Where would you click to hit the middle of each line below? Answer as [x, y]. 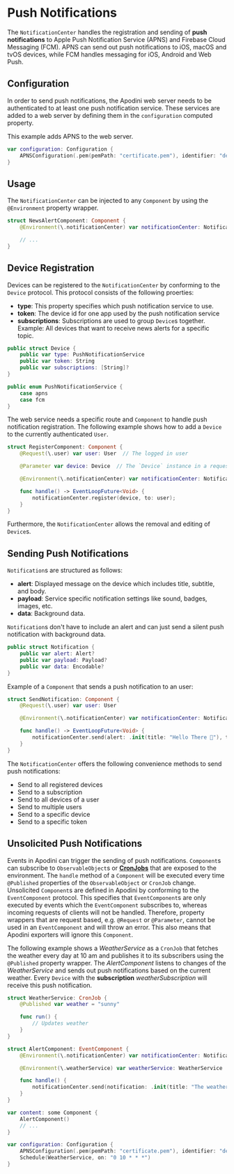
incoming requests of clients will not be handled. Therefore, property [106, 912]
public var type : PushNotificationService [82, 355]
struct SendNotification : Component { [63, 699]
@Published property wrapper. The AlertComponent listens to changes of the [117, 963]
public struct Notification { [51, 647]
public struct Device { [42, 348]
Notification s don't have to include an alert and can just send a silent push [116, 627]
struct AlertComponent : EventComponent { [68, 1049]
